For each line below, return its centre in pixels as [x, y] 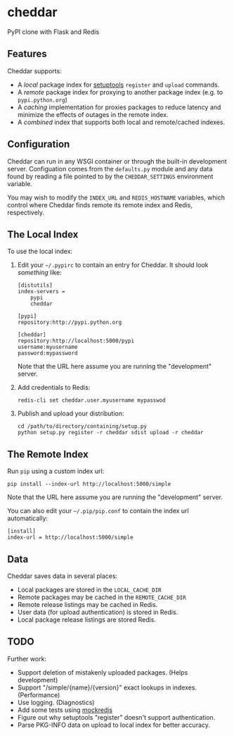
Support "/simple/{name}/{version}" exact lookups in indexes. [107, 687]
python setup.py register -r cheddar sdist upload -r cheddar [110, 433]
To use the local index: [40, 252]
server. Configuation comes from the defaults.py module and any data [110, 168]
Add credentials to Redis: [54, 388]
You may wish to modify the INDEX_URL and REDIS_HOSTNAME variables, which [116, 197]
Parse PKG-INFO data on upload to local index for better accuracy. [114, 725]
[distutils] [35, 286]
